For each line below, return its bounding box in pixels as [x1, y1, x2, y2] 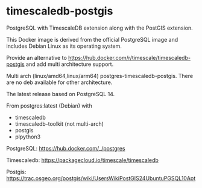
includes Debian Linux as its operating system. [6, 42, 122, 50]
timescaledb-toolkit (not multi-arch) [14, 120, 104, 128]
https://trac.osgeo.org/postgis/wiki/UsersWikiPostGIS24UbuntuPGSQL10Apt [6, 174, 196, 182]
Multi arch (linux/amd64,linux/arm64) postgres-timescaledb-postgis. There [6, 72, 194, 79]
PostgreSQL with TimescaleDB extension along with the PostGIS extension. [6, 24, 193, 31]
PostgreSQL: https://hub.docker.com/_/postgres [6, 144, 125, 152]
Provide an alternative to [6, 54, 68, 61]
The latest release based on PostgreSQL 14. [6, 90, 115, 97]
